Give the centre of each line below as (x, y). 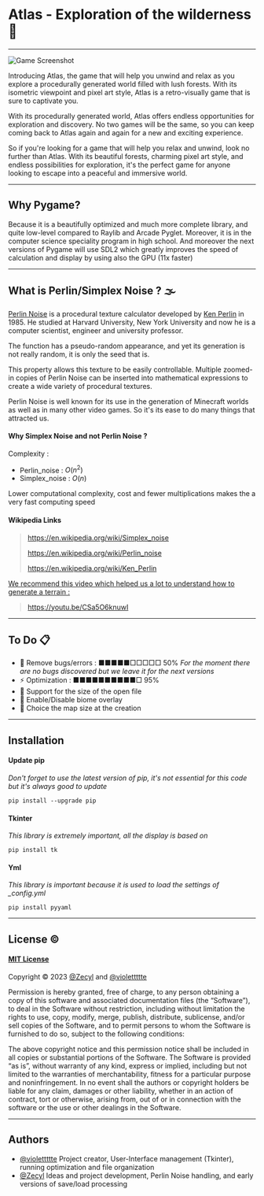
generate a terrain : (39, 591)
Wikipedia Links (35, 520)
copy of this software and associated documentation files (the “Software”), (129, 1001)
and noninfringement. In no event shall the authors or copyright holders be (129, 1083)
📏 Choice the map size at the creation (80, 708)
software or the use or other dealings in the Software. (95, 1108)
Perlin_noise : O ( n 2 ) (51, 469)
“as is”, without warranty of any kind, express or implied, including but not (128, 1066)
